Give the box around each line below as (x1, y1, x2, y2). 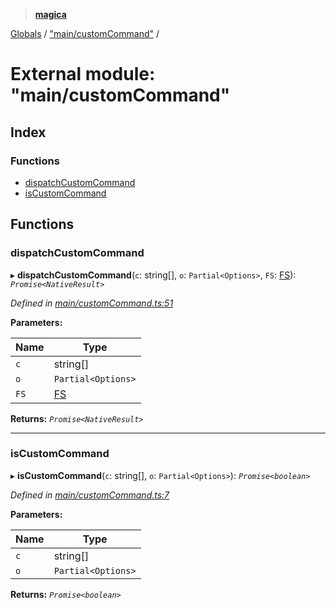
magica (34, 9, 67, 20)
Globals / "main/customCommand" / (10, 28, 160, 39)
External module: (10, 63, 156, 86)
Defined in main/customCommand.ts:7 (10, 489, 170, 501)
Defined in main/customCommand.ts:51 (10, 297, 174, 309)
